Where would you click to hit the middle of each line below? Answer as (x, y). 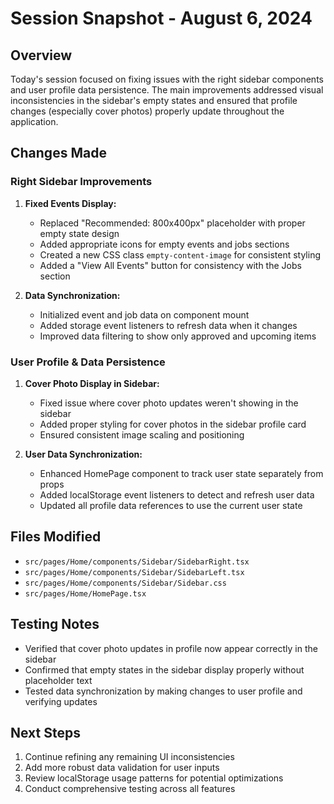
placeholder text (58, 680)
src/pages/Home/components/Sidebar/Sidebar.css (125, 583)
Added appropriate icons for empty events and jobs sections (164, 244)
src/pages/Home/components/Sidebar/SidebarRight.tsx (137, 562)
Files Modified (56, 537)
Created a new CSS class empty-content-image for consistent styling (180, 254)
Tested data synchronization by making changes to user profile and (163, 691)
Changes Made (58, 153)
